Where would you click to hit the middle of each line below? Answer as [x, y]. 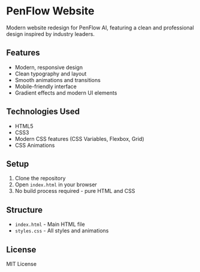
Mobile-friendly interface [46, 86]
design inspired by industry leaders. [50, 34]
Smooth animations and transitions [57, 80]
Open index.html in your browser [56, 185]
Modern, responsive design [49, 67]
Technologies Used [43, 112]
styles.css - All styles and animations [62, 231]
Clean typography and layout [51, 74]
